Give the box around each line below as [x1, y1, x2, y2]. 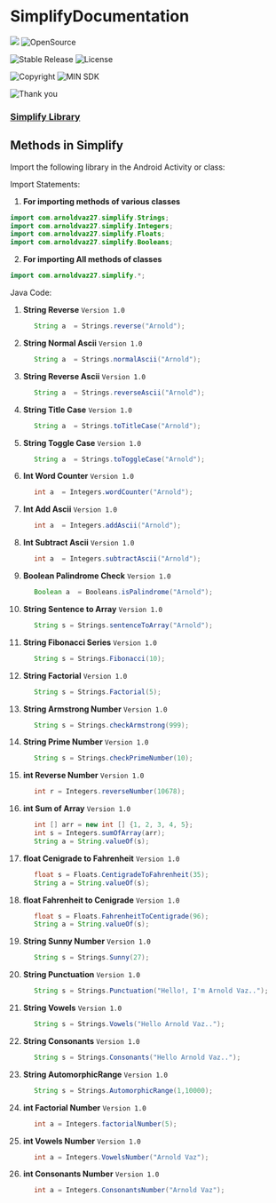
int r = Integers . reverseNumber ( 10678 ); [33, 787, 185, 796]
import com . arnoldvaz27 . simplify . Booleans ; [10, 238, 174, 247]
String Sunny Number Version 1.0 [22, 936, 152, 947]
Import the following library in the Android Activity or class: [10, 162, 225, 172]
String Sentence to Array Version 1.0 [22, 603, 163, 614]
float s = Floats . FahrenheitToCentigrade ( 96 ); [33, 912, 209, 920]
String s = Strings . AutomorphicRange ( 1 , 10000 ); [33, 1086, 214, 1095]
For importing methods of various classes [22, 195, 181, 206]
